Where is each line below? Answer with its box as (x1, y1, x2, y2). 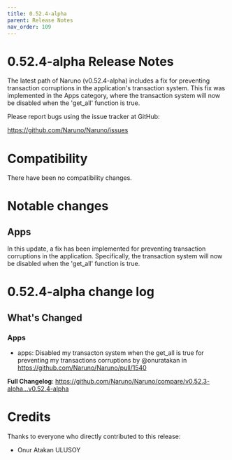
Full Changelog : (7, 377, 54, 386)
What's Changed (7, 312, 82, 323)
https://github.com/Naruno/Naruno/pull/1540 (17, 363, 147, 372)
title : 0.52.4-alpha (7, 10, 68, 18)
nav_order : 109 (7, 23, 52, 30)
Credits (7, 409, 51, 425)
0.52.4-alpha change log (7, 284, 155, 300)
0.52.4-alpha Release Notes (7, 53, 174, 69)
